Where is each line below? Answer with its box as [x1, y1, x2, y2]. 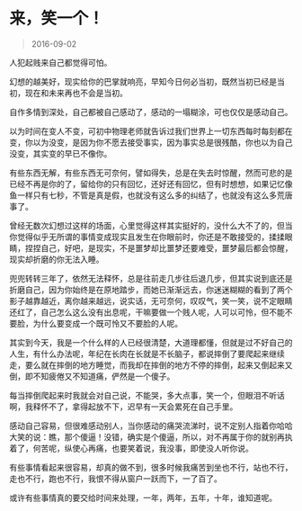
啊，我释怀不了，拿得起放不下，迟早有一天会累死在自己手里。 [9, 401, 238, 412]
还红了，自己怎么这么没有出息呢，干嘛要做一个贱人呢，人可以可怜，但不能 [9, 307, 285, 318]
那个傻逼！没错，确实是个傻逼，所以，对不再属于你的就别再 [64, 431, 285, 442]
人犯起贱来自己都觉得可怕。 [9, 57, 112, 67]
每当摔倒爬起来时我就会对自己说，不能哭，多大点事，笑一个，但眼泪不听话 [9, 390, 285, 400]
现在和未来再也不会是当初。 [24, 87, 128, 98]
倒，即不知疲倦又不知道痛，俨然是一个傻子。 [9, 371, 175, 381]
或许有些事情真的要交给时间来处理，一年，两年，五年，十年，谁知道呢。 [9, 492, 277, 503]
